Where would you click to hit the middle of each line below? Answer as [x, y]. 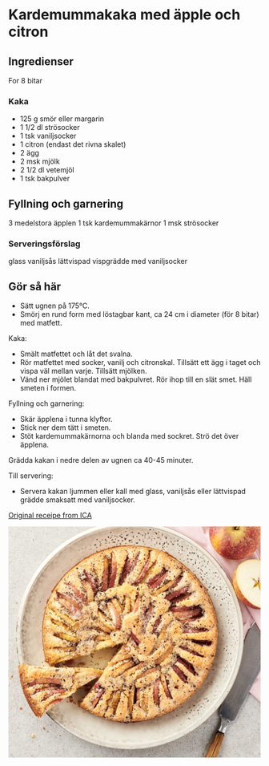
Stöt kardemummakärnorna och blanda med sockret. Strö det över [129, 436]
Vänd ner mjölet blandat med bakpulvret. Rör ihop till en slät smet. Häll [136, 379]
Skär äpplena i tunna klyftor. [66, 419]
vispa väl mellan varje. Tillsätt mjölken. [83, 371]
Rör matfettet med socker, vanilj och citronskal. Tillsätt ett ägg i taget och [141, 363]
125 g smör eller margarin [62, 119]
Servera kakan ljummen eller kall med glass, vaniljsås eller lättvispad [133, 492]
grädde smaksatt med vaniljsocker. [78, 500]
